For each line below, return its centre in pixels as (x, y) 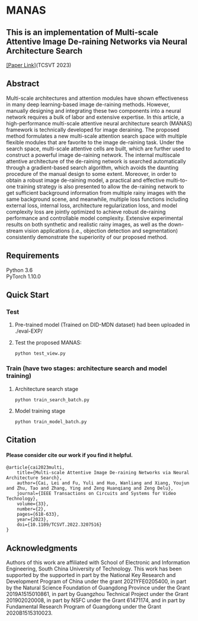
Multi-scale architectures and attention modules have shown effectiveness (97, 98)
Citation (21, 440)
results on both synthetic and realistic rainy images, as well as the (87, 224)
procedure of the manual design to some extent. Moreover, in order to (91, 174)
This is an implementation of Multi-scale (82, 32)
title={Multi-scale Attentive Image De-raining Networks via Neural (103, 473)
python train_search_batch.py (52, 400)
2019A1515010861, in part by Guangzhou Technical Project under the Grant (97, 594)
